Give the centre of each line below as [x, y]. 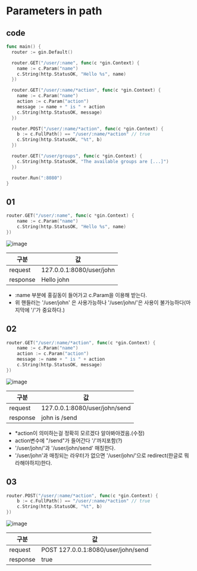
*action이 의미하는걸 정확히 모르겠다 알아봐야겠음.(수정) [79, 433]
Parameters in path [54, 11]
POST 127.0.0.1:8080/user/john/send [95, 550]
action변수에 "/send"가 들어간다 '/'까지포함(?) [68, 440]
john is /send [59, 417]
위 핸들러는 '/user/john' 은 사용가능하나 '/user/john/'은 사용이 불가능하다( [100, 302]
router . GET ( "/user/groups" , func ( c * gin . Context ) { [77, 156]
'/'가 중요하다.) [48, 310]
